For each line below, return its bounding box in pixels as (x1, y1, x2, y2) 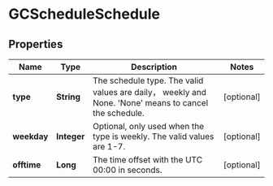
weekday (12, 131, 49, 142)
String (56, 91, 81, 102)
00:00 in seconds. (92, 164, 162, 175)
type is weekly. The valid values (92, 131, 214, 142)
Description (131, 62, 177, 72)
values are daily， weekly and (92, 87, 207, 97)
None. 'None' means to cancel (92, 97, 209, 108)
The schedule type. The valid (92, 75, 204, 86)
